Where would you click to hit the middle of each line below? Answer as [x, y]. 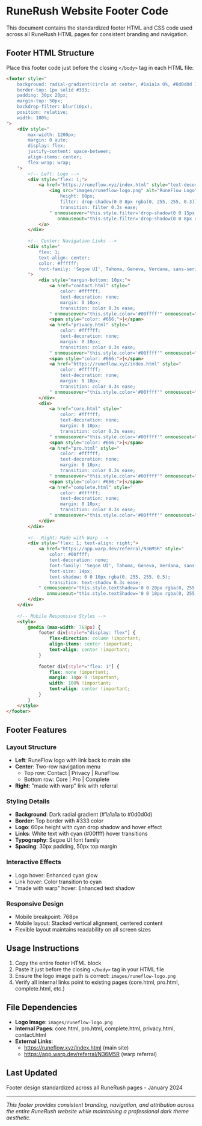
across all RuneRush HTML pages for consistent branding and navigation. [97, 34]
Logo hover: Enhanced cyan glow [56, 875]
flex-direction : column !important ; [95, 639]
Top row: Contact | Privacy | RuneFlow [72, 773]
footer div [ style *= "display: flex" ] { [87, 633]
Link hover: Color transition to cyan [58, 882]
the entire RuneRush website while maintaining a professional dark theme [98, 1111]
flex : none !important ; [79, 672]
